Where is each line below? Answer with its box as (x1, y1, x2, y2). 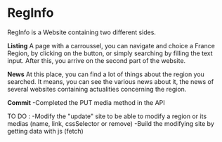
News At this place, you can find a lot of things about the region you (7, 70, 205, 78)
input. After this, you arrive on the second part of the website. (7, 56, 186, 64)
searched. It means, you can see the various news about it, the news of (7, 77, 214, 85)
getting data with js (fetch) (7, 127, 84, 135)
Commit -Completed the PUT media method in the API (7, 98, 165, 106)
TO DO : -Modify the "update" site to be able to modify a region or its (7, 112, 207, 120)
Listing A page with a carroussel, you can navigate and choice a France (7, 41, 216, 50)
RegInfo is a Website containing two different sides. (7, 28, 157, 36)
